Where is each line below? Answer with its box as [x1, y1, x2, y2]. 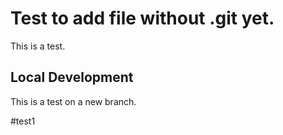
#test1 [10, 115, 36, 127]
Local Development [10, 69, 134, 86]
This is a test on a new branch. [10, 95, 137, 107]
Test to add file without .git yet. [10, 7, 275, 30]
